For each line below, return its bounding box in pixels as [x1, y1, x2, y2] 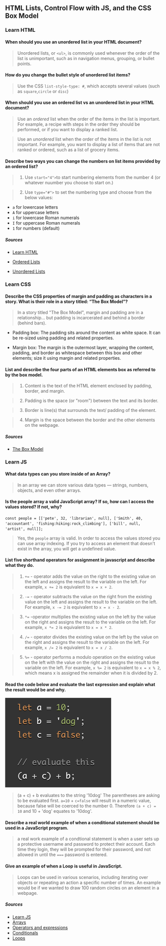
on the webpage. [24, 422, 59, 428]
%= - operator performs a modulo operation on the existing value [24, 654, 156, 660]
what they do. [5, 562, 34, 568]
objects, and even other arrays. [17, 487, 81, 493]
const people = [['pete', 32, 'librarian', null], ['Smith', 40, [5, 516, 143, 521]
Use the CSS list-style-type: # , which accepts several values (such [17, 83, 160, 89]
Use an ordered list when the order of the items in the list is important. [17, 116, 161, 122]
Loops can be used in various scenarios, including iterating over [17, 874, 149, 880]
